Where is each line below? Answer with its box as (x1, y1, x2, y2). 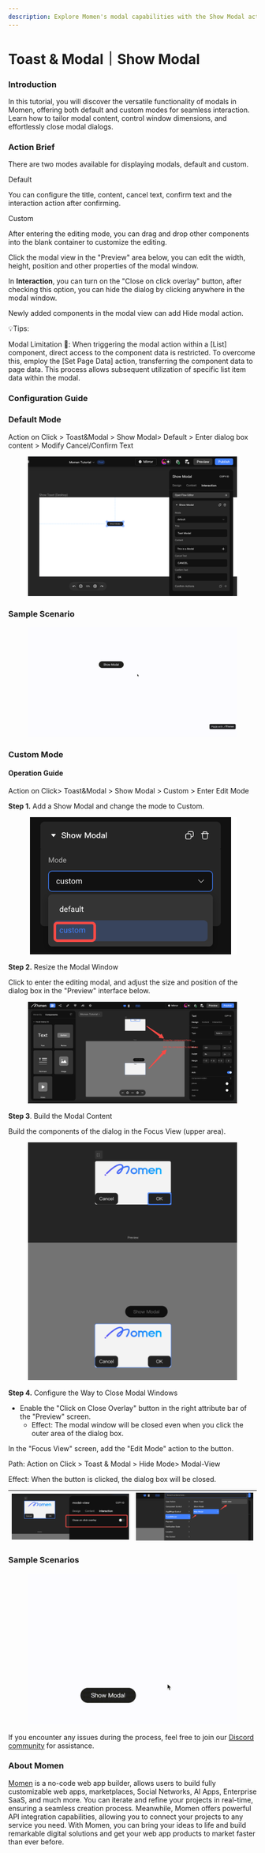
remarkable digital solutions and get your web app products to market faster (8, 1829, 256, 1838)
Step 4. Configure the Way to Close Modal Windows (8, 1388, 178, 1397)
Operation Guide (8, 768, 64, 778)
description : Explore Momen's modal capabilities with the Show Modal (8, 13, 245, 21)
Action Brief (8, 142, 55, 153)
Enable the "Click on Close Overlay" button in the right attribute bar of (19, 1404, 247, 1413)
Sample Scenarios (8, 1555, 80, 1566)
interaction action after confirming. (8, 198, 121, 208)
